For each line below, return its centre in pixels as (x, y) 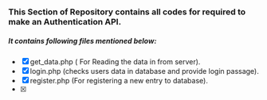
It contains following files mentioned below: (82, 40)
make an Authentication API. (65, 21)
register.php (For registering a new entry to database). (119, 80)
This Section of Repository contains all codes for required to (127, 12)
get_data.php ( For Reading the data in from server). (115, 61)
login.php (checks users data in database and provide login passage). (144, 71)
